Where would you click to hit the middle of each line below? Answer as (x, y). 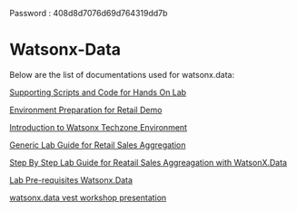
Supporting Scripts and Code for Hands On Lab (98, 92)
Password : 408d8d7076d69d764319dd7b (89, 13)
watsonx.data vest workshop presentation (88, 198)
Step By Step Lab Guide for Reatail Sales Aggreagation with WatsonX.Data (148, 162)
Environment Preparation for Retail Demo (86, 110)
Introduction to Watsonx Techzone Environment (99, 127)
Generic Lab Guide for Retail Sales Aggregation (98, 145)
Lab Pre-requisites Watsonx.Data (71, 179)
